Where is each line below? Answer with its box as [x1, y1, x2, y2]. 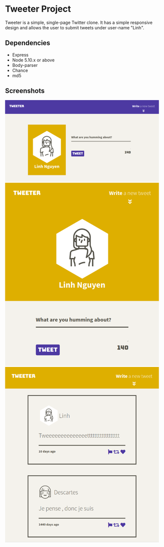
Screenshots [5, 87, 45, 95]
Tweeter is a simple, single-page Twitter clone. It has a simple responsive [5, 20, 153, 25]
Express [12, 52, 29, 58]
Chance [12, 67, 28, 73]
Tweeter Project [5, 3, 71, 15]
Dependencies [5, 39, 50, 47]
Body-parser [12, 62, 38, 68]
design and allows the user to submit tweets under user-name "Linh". [5, 24, 144, 30]
